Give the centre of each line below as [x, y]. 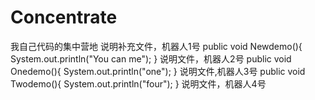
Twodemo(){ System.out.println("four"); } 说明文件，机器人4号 [138, 83]
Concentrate [64, 17]
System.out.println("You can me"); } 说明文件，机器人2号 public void [151, 58]
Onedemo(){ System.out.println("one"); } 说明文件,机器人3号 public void [158, 71]
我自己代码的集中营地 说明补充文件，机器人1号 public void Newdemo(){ [156, 46]
